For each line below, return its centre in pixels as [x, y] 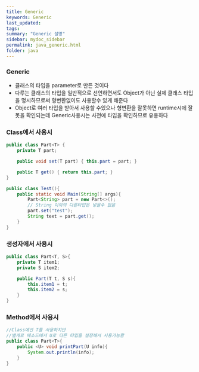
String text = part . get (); [61, 217]
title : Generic [25, 12]
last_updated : [24, 23]
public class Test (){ [33, 188]
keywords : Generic [29, 17]
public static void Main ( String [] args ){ [69, 194]
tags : [13, 28]
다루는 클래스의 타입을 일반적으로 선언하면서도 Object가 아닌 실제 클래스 [99, 93]
